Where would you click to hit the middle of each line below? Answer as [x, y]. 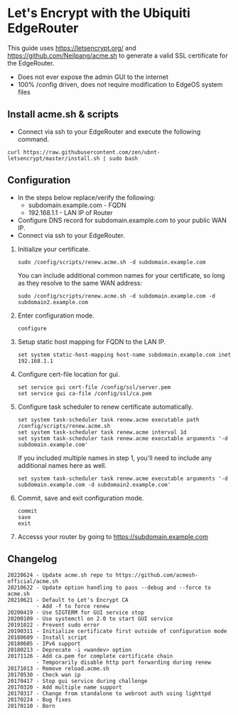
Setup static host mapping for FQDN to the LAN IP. [92, 341]
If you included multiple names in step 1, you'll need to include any [115, 458]
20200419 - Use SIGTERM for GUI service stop [76, 613]
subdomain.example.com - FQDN [77, 205]
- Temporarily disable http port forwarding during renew [124, 663]
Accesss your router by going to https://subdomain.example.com [113, 536]
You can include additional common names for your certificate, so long [121, 275]
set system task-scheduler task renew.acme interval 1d [102, 432]
